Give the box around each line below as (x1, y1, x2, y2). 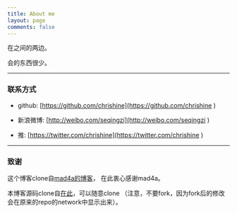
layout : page (7, 17, 46, 24)
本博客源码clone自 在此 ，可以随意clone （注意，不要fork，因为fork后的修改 (7, 188, 226, 197)
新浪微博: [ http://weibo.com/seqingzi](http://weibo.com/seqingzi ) (17, 116, 210, 124)
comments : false (7, 23, 55, 30)
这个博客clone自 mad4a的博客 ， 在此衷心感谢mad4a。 (7, 174, 164, 182)
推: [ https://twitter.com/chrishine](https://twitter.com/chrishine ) (17, 130, 204, 139)
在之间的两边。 (7, 44, 51, 52)
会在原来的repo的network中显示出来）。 (7, 197, 122, 206)
